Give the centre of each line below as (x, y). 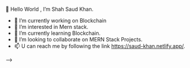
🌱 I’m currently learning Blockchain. (57, 33)
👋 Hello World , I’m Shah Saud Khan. (50, 9)
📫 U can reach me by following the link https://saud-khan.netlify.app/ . (99, 46)
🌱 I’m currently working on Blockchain (60, 20)
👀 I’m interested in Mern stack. (51, 27)
